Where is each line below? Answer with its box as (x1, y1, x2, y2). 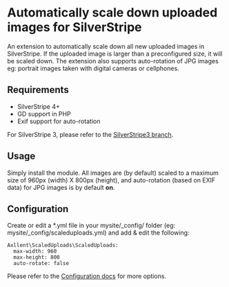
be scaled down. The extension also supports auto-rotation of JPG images (7, 56, 219, 65)
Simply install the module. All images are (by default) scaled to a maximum (7, 169, 219, 177)
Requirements (7, 84, 69, 96)
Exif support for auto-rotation (17, 117, 101, 125)
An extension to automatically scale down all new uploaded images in (7, 42, 205, 50)
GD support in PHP (17, 109, 71, 118)
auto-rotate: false (13, 260, 70, 267)
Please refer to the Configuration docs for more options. (7, 272, 167, 280)
